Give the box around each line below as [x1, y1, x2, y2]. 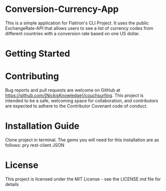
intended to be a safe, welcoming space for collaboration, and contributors [5, 98, 158, 104]
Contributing [5, 71, 59, 82]
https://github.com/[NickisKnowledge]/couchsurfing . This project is [5, 93, 144, 98]
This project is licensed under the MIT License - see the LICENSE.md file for [5, 176, 161, 182]
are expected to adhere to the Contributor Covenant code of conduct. [5, 103, 148, 109]
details [5, 181, 19, 187]
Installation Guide [5, 120, 80, 132]
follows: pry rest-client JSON [5, 142, 65, 148]
